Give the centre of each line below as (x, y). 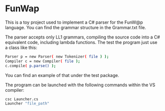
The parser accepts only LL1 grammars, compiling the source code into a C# (82, 37)
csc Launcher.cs (22, 99)
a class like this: (21, 47)
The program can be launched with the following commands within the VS (80, 85)
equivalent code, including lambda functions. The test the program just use (81, 42)
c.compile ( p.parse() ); (31, 66)
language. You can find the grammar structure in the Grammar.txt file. (76, 27)
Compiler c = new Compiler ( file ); (43, 61)
